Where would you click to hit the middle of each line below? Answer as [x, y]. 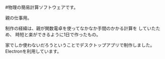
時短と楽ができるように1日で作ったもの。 [58, 34]
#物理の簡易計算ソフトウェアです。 [42, 7]
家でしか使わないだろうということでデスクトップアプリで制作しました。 [80, 45]
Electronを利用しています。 [33, 51]
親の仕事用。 [18, 18]
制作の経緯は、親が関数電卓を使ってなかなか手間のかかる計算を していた [80, 28]
